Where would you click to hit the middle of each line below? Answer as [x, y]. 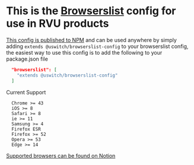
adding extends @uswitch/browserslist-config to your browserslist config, [97, 46]
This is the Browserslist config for [91, 11]
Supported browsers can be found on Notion [61, 156]
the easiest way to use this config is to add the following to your [84, 52]
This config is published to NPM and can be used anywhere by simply [91, 40]
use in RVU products [58, 23]
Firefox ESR [26, 129]
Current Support [26, 92]
